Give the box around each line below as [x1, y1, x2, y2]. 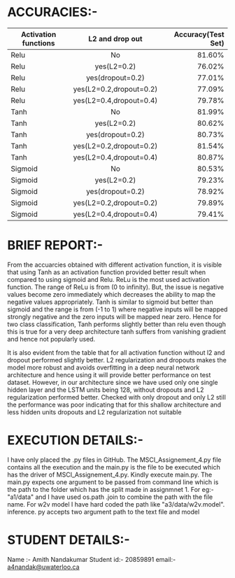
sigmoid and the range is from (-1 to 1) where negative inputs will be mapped [7, 305, 228, 313]
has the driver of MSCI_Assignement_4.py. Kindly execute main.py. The [7, 470, 213, 479]
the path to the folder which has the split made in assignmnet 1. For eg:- [7, 485, 215, 493]
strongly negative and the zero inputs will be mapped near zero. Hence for [7, 312, 222, 320]
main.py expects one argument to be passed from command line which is [7, 477, 219, 486]
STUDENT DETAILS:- [7, 533, 131, 548]
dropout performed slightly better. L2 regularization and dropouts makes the [7, 355, 227, 364]
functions [22, 38, 55, 48]
